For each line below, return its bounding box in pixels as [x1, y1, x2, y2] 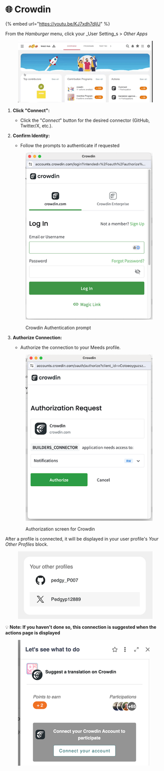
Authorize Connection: [12, 335, 62, 341]
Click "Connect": [12, 107, 50, 113]
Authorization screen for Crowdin [25, 526, 95, 532]
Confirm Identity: [12, 132, 50, 139]
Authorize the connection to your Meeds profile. [20, 344, 121, 351]
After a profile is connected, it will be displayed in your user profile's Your [5, 536, 159, 542]
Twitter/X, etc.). [20, 122, 53, 128]
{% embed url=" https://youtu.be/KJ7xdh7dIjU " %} [5, 20, 110, 26]
